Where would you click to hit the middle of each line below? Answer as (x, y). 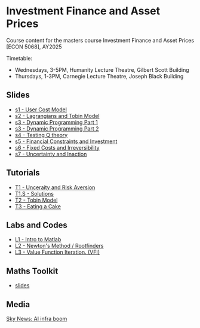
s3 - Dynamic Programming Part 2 (57, 128)
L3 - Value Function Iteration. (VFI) (57, 252)
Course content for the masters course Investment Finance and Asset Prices (100, 40)
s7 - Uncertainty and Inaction (51, 154)
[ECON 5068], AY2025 (34, 47)
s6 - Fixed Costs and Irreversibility (57, 147)
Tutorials (23, 173)
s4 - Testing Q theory (41, 135)
